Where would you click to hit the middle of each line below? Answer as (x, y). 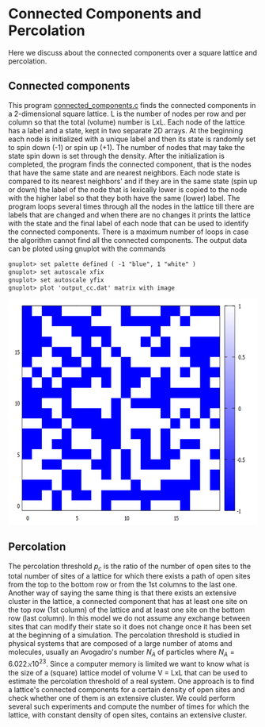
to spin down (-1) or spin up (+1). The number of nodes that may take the (127, 147)
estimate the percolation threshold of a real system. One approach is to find (131, 681)
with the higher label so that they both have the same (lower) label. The (124, 198)
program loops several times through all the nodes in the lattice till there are (131, 206)
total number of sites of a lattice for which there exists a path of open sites (129, 576)
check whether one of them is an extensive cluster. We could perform (122, 698)
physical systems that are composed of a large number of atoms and (120, 644)
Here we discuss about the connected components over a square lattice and (132, 52)
